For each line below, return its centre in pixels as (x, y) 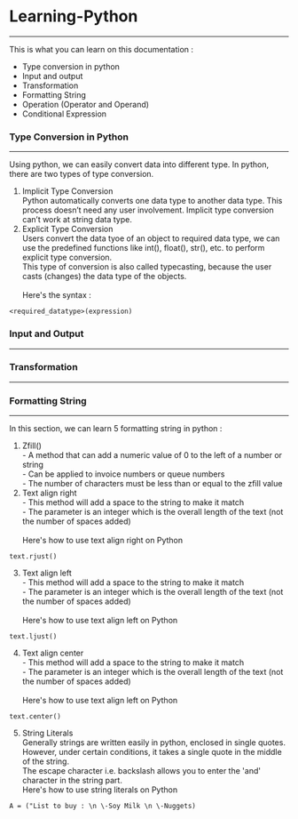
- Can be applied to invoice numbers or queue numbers (123, 474)
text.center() (35, 717)
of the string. (45, 761)
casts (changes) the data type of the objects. (104, 277)
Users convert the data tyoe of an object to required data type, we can (151, 238)
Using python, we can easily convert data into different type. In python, (139, 165)
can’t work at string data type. (77, 220)
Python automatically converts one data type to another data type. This (152, 201)
